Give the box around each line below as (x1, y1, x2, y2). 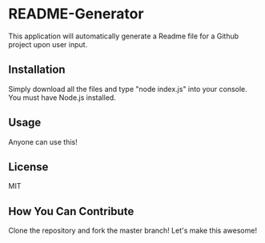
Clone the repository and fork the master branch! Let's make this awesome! (8, 225, 258, 236)
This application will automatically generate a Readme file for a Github (8, 31, 239, 41)
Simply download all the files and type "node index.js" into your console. (8, 84, 248, 94)
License (8, 160, 49, 173)
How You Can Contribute (8, 205, 135, 218)
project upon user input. (8, 39, 88, 49)
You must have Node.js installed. (8, 93, 116, 102)
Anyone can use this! (8, 137, 78, 146)
